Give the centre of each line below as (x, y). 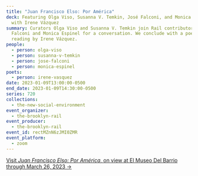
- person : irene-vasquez (42, 77)
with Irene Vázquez (35, 22)
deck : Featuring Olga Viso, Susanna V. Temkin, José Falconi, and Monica (99, 17)
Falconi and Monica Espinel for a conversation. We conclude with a (97, 34)
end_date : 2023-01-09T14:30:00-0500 (51, 89)
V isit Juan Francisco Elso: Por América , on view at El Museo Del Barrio (92, 160)
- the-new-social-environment (48, 105)
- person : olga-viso (37, 50)
